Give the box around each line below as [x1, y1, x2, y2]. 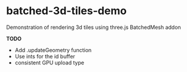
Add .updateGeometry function [14, 46, 92, 54]
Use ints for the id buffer [14, 53, 76, 60]
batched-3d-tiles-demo [6, 4, 127, 18]
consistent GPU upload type [14, 59, 85, 66]
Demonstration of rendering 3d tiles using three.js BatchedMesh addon [6, 24, 181, 31]
